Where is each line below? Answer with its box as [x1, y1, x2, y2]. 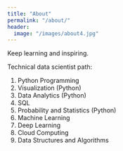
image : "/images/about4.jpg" [13, 29, 99, 37]
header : [7, 23, 30, 30]
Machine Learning [17, 114, 70, 122]
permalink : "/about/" [7, 17, 71, 24]
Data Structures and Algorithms [17, 136, 109, 145]
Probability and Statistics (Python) [17, 106, 117, 114]
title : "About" [7, 10, 52, 18]
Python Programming [17, 77, 79, 85]
